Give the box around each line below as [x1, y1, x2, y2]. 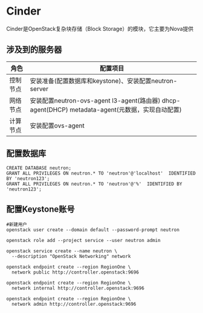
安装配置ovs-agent [30, 121, 85, 130]
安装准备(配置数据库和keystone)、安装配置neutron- [30, 76, 178, 85]
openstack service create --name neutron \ [6, 248, 118, 254]
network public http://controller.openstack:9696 [11, 269, 139, 275]
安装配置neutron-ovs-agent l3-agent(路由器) [30, 96, 161, 104]
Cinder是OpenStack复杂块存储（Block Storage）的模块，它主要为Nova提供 [6, 25, 194, 32]
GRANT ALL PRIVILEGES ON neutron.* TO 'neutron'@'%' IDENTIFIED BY [6, 181, 182, 187]
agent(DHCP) [30, 105, 68, 113]
